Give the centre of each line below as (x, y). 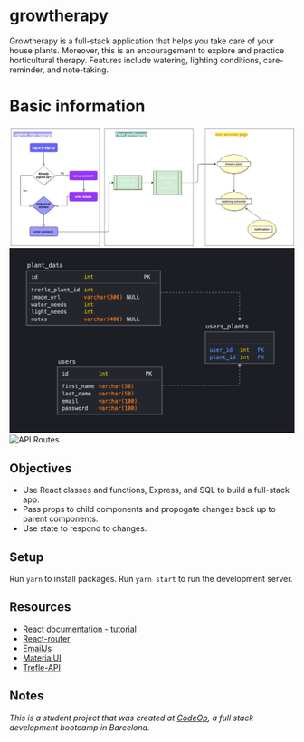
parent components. (60, 519)
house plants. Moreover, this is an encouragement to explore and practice (147, 50)
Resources (40, 607)
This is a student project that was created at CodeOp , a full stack (132, 718)
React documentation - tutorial (80, 629)
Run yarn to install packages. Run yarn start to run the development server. (151, 578)
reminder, (27, 70)
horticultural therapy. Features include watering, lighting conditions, (135, 60)
